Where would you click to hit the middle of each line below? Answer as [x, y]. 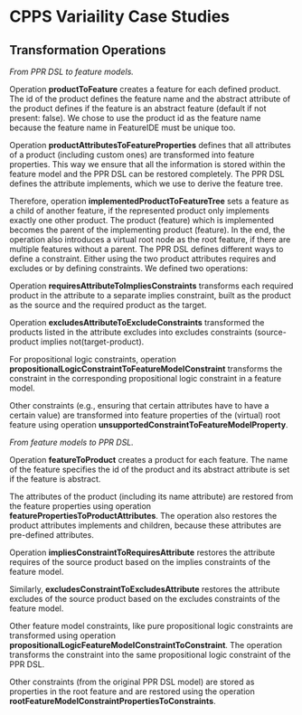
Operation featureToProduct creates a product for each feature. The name [149, 460]
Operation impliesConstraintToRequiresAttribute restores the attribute [142, 552]
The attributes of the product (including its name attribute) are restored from [151, 496]
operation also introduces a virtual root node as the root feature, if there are [150, 240]
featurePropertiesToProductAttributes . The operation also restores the [143, 516]
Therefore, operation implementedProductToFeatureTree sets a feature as [149, 201]
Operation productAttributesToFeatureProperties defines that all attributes [150, 145]
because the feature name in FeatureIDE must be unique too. [123, 127]
